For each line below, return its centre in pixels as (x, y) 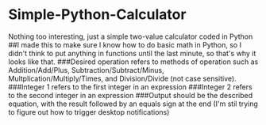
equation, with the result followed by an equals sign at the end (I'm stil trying (133, 104)
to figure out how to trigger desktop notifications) (89, 112)
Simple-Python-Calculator (97, 15)
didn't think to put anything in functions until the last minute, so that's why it (132, 53)
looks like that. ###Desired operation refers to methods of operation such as (133, 62)
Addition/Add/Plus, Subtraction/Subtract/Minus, (86, 70)
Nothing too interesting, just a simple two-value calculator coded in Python (131, 36)
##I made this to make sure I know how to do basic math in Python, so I (125, 44)
